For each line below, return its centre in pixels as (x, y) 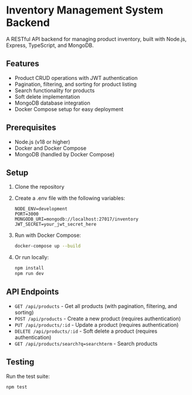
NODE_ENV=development (41, 209)
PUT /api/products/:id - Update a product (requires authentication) (97, 324)
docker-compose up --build (48, 246)
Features (23, 64)
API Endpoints (33, 292)
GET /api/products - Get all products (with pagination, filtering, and (96, 306)
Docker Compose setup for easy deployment (69, 109)
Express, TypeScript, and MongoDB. (50, 45)
